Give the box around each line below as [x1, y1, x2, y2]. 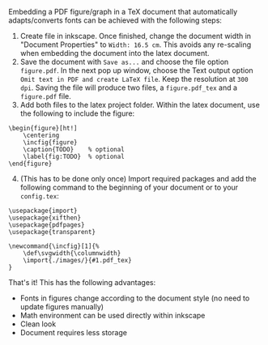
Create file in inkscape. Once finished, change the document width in [19, 32, 252, 40]
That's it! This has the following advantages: [8, 278, 156, 287]
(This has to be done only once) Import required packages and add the [19, 174, 257, 183]
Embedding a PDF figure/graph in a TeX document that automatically [8, 7, 238, 16]
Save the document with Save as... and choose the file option [19, 57, 229, 66]
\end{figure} [8, 160, 53, 168]
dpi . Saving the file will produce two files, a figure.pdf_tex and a [19, 83, 237, 92]
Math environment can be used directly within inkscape [19, 311, 206, 320]
